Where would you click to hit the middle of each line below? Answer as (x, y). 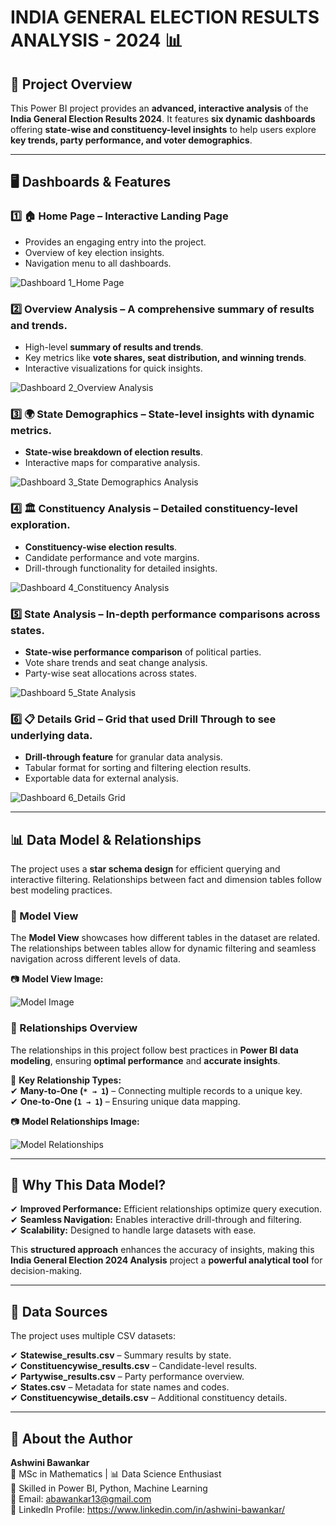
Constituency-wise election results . (101, 547)
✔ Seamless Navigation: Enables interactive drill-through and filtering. (156, 1220)
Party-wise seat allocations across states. (111, 673)
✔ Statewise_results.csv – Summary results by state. (121, 1355)
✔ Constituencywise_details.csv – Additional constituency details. (149, 1398)
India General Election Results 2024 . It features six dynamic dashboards (163, 119)
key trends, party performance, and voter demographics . (131, 140)
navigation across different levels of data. (95, 959)
